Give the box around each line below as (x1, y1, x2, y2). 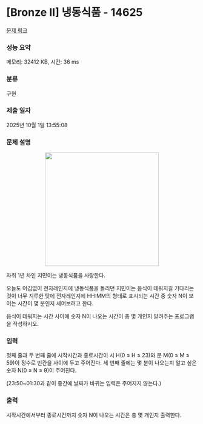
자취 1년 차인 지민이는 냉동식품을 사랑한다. (6, 272, 106, 279)
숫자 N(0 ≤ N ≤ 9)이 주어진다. (6, 367, 77, 374)
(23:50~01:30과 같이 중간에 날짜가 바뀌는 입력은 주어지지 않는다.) (6, 380, 162, 387)
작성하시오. (12, 320, 39, 328)
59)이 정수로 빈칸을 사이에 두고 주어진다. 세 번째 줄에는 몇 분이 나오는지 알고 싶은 (6, 359, 197, 366)
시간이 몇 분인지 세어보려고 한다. (17, 300, 94, 307)
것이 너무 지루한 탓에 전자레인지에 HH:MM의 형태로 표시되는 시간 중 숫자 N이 (6, 292, 188, 300)
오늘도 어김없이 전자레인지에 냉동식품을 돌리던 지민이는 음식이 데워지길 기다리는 (6, 285, 195, 292)
